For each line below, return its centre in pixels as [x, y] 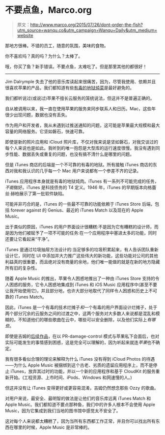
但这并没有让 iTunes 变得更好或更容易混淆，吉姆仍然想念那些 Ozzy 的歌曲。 [82, 388]
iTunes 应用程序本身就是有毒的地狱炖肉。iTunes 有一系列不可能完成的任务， [82, 181]
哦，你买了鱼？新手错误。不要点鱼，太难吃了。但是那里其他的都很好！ [76, 66]
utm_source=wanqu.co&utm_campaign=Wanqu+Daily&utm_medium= [87, 30]
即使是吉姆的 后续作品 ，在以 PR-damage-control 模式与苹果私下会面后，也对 [82, 336]
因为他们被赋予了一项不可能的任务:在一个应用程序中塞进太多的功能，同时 [83, 233]
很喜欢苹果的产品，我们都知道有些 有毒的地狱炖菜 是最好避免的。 [69, 88]
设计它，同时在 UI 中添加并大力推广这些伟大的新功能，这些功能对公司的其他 [82, 255]
